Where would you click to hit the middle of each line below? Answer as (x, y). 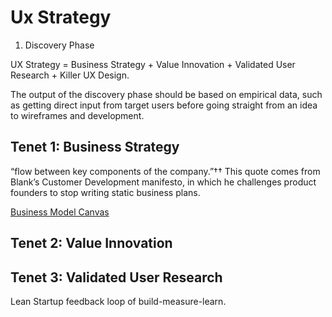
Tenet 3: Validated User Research (116, 277)
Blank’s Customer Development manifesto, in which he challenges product (163, 182)
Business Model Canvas (60, 212)
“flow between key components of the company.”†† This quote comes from (165, 171)
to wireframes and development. (77, 115)
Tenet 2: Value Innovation (91, 243)
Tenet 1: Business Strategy (95, 147)
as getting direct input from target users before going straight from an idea (164, 105)
